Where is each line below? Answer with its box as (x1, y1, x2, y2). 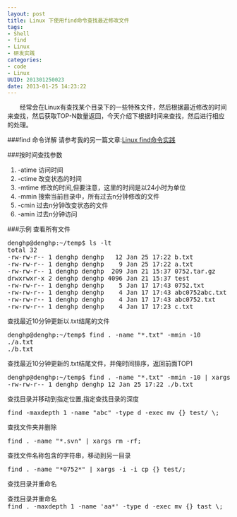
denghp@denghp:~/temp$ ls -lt (7, 239, 112, 248)
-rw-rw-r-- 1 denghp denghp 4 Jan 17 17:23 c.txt (7, 303, 194, 311)
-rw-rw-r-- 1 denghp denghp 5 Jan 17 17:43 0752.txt (7, 281, 205, 290)
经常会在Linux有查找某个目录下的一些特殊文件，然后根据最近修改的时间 (19, 103, 227, 112)
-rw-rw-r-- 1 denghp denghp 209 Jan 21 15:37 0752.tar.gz (7, 267, 217, 276)
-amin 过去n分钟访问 (17, 210, 78, 219)
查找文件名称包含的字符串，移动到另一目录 (7, 451, 131, 460)
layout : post (7, 10, 46, 18)
